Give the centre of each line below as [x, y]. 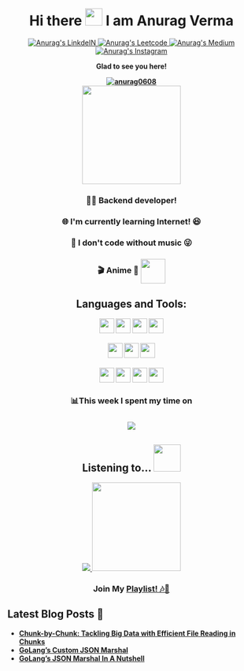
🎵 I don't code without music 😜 [131, 243]
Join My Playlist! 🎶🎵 [131, 588]
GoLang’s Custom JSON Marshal [74, 650]
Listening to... [116, 467]
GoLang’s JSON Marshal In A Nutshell [81, 658]
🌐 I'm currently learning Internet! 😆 [131, 221]
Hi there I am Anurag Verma [131, 21]
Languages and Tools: [131, 304]
